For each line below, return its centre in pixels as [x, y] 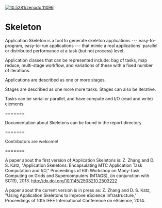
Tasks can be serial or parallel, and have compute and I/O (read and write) [79, 98]
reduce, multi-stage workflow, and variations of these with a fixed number [79, 65]
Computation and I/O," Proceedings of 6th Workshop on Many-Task [72, 170]
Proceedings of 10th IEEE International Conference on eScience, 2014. [75, 200]
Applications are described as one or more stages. [56, 80]
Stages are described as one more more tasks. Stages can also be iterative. [81, 89]
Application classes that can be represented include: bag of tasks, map [76, 60]
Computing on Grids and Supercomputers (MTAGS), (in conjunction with [77, 176]
